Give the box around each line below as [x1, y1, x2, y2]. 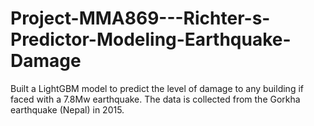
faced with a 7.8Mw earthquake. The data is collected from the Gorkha [10, 93, 301, 105]
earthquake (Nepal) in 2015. [10, 103, 125, 116]
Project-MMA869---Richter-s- [10, 7, 271, 30]
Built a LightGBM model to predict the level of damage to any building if [10, 82, 304, 94]
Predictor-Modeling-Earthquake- [10, 28, 292, 51]
